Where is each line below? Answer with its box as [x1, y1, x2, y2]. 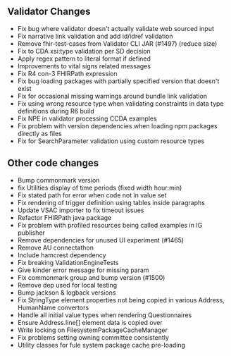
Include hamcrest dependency [17, 250, 107, 259]
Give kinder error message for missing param [17, 266, 149, 274]
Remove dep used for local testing [17, 281, 118, 289]
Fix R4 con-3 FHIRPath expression [17, 69, 118, 78]
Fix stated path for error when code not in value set [17, 190, 167, 200]
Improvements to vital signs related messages [17, 61, 151, 70]
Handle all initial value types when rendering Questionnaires [17, 310, 192, 319]
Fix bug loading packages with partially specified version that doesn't [17, 77, 220, 85]
